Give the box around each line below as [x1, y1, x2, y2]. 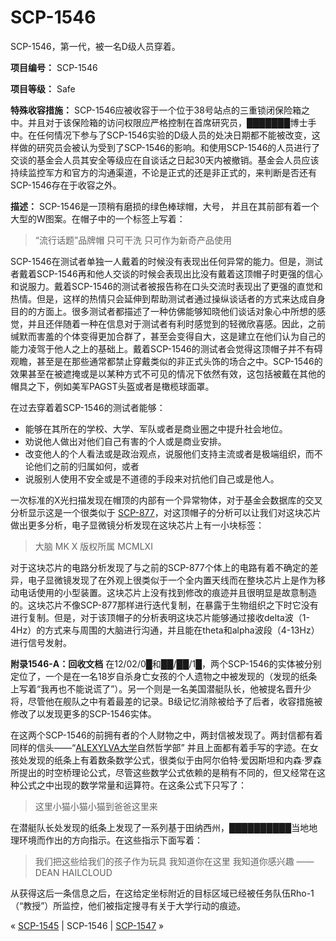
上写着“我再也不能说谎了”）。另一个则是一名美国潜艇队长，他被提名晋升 [10, 682, 303, 695]
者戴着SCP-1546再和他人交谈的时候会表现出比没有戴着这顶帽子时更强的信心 [10, 267, 323, 280]
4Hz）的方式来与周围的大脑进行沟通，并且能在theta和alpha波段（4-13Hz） [10, 624, 320, 636]
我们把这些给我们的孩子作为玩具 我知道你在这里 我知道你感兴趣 [34, 855, 295, 867]
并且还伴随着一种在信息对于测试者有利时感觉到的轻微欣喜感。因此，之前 [27, 317, 326, 330]
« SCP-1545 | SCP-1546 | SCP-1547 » [10, 919, 165, 931]
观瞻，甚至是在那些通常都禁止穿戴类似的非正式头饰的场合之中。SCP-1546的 [10, 355, 323, 367]
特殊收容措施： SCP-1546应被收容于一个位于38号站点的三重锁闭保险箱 [10, 104, 302, 116]
